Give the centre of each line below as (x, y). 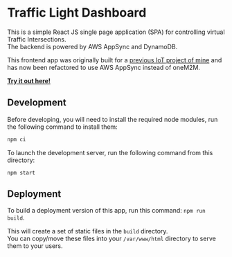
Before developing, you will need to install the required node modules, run (113, 119)
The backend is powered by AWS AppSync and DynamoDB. (92, 46)
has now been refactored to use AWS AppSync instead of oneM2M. (104, 67)
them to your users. (35, 246)
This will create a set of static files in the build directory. (88, 231)
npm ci (17, 139)
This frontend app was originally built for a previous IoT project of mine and (115, 60)
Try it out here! (29, 80)
